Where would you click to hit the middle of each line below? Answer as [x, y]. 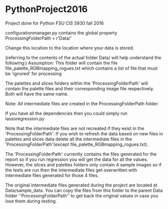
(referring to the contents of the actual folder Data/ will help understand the [83, 57]
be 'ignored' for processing [33, 73]
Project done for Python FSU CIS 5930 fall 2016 [55, 23]
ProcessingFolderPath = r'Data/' [38, 38]
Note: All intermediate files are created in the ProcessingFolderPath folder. [82, 103]
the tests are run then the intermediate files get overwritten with [71, 170]
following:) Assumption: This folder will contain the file [61, 63]
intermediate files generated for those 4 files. [52, 175]
